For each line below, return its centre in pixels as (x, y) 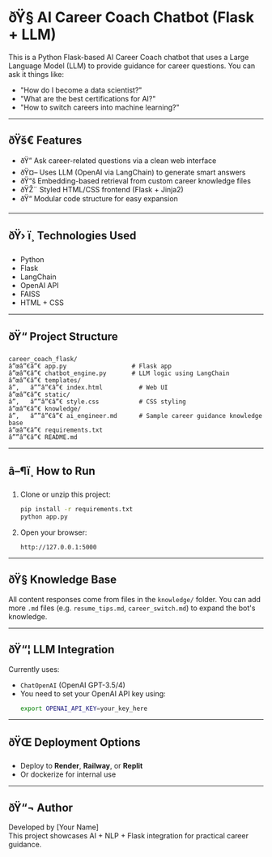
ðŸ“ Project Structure (64, 336)
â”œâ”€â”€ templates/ (45, 381)
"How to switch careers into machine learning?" (100, 107)
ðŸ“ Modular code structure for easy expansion (99, 198)
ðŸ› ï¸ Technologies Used (72, 236)
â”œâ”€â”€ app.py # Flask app (90, 366)
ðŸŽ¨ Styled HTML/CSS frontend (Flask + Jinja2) (102, 189)
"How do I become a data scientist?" (81, 90)
